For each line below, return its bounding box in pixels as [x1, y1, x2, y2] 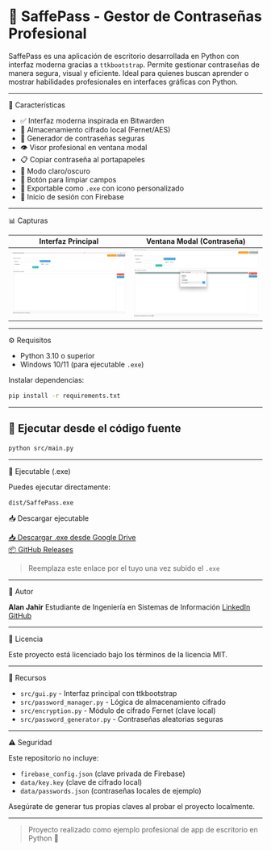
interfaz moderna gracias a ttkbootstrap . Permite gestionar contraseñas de [8, 60, 260, 69]
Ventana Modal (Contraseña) [146, 237, 246, 246]
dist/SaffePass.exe [8, 498, 74, 507]
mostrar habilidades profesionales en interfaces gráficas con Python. [8, 77, 238, 86]
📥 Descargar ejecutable [8, 513, 90, 523]
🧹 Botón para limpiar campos [19, 174, 117, 184]
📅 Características [8, 100, 66, 110]
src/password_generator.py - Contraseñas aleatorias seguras [19, 714, 223, 723]
